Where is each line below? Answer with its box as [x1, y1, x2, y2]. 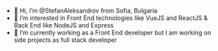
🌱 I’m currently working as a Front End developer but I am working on [13, 28, 212, 37]
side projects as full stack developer [13, 36, 118, 44]
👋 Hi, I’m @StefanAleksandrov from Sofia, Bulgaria [13, 7, 158, 14]
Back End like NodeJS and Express [13, 21, 114, 29]
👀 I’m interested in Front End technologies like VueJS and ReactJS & [13, 14, 208, 22]
